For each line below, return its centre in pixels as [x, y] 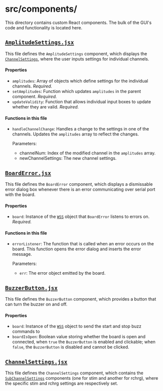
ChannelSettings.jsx [36, 362]
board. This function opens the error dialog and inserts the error [77, 249]
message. [22, 254]
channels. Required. [32, 86]
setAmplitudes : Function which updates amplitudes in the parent [77, 91]
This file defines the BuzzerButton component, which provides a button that [81, 299]
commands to [26, 331]
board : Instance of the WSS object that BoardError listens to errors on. [81, 217]
